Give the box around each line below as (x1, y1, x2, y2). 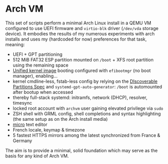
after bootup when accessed (12, 89, 73, 95)
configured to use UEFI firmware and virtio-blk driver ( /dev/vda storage (5, 25, 159, 31)
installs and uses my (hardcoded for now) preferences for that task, (5, 36, 147, 42)
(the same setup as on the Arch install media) (12, 116, 108, 122)
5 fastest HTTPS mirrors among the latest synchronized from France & (12, 132, 160, 138)
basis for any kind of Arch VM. (5, 153, 69, 159)
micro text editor (12, 121, 47, 127)
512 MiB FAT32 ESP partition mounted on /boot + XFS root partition (12, 56, 154, 62)
